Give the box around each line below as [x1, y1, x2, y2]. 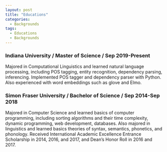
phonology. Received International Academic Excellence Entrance [5, 131, 142, 137]
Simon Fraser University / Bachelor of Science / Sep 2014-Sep [5, 92, 160, 99]
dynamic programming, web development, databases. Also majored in [5, 120, 150, 126]
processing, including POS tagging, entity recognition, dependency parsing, [5, 69, 162, 75]
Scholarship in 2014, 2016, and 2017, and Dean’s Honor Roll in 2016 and [5, 136, 152, 142]
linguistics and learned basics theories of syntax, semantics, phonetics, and [5, 126, 162, 132]
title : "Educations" [5, 12, 49, 17]
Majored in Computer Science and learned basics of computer [5, 110, 135, 116]
